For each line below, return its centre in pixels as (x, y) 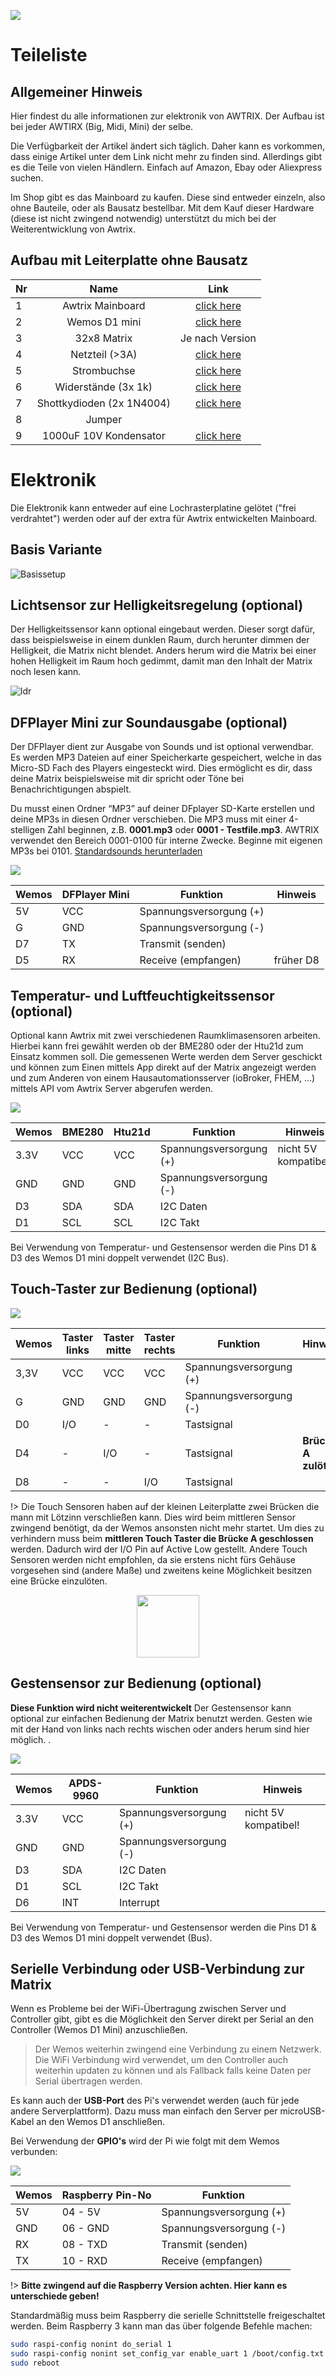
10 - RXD (84, 2261)
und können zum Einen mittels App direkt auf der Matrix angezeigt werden (163, 1067)
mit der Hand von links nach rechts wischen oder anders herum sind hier (160, 1729)
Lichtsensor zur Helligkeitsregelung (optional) (157, 605)
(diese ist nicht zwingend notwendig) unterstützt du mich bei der (143, 218)
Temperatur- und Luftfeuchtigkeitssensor (142, 995)
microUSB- (302, 2111)
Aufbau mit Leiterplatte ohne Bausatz (129, 260)
